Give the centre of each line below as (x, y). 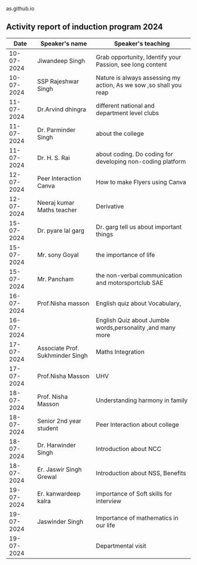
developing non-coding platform (141, 161)
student (48, 428)
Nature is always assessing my (138, 78)
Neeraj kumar (56, 202)
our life (106, 525)
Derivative (110, 206)
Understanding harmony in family (142, 400)
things (104, 234)
